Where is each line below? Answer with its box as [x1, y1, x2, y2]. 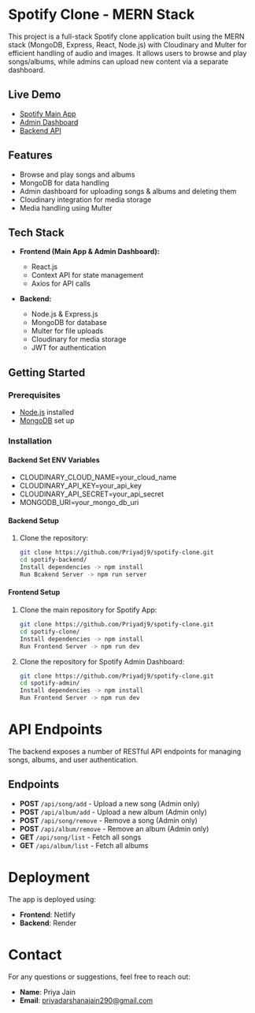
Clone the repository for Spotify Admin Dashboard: [19, 656, 185, 666]
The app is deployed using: [8, 894, 97, 904]
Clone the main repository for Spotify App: [19, 605, 157, 615]
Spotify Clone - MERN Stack [8, 6, 195, 24]
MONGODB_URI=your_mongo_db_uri [19, 498, 139, 507]
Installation [8, 435, 53, 447]
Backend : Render [19, 918, 77, 928]
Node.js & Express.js [31, 309, 98, 319]
